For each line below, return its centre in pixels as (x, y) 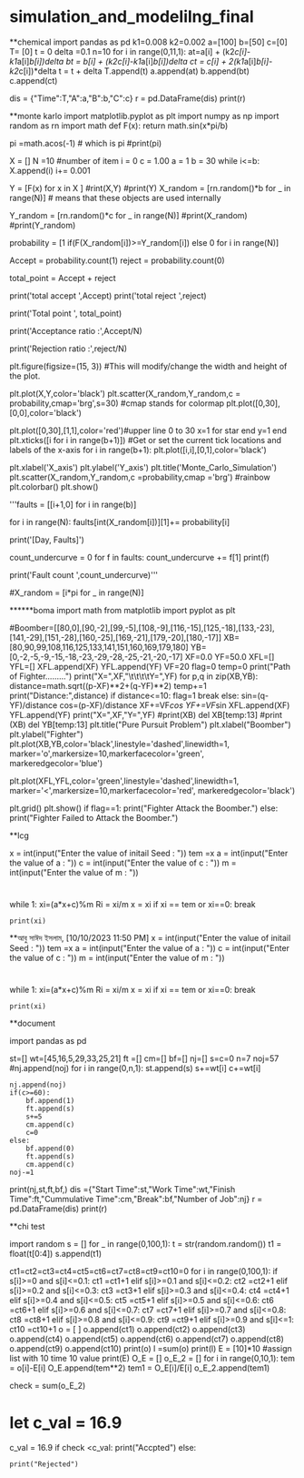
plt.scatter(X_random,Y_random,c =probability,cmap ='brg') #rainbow (140, 477)
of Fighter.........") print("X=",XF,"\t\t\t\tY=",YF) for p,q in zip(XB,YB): (134, 676)
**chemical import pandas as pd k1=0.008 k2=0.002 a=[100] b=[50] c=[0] (148, 42)
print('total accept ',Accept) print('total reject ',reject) (108, 295)
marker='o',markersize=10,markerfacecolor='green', (107, 754)
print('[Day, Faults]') (47, 540)
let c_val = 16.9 (66, 1422)
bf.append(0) (50, 1149)
